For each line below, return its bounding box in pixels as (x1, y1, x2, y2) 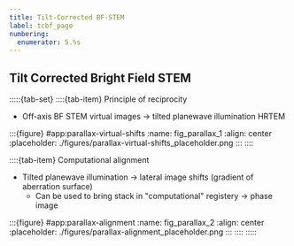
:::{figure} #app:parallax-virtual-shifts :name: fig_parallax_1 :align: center (9, 128, 273, 139)
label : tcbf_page (9, 21, 73, 30)
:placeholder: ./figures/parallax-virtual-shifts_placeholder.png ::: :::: (9, 138, 254, 149)
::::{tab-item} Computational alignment (9, 155, 150, 165)
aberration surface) (21, 181, 93, 192)
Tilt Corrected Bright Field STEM (9, 70, 192, 85)
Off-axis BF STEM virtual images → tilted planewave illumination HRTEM (21, 111, 286, 122)
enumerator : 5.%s (17, 37, 81, 47)
